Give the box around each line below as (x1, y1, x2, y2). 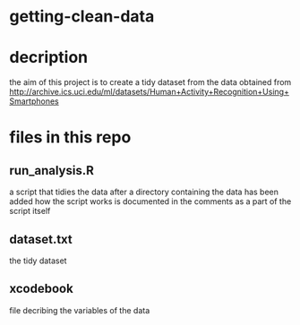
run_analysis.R (9, 163, 94, 178)
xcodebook (9, 281, 73, 296)
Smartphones (9, 96, 60, 107)
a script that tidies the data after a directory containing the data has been (9, 186, 279, 198)
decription (9, 47, 89, 68)
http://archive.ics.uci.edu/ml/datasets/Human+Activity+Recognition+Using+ (9, 87, 289, 98)
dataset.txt (9, 231, 73, 247)
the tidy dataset (9, 255, 67, 266)
